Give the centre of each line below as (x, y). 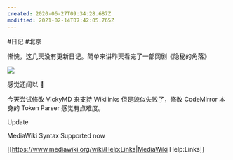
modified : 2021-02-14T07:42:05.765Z (61, 20)
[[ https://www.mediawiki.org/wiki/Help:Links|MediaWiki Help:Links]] (106, 149)
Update (18, 122)
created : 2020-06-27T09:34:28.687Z (59, 14)
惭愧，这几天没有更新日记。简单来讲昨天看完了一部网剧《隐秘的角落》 (109, 56)
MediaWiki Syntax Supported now (56, 135)
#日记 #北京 (25, 41)
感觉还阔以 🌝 (26, 84)
